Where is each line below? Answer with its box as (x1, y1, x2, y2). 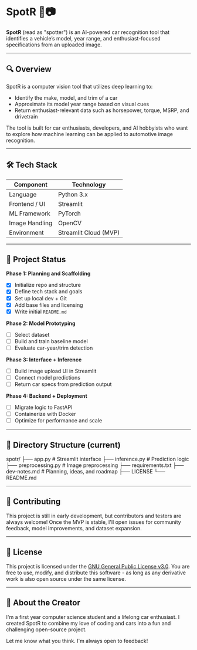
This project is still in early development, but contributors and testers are (6, 512, 182, 519)
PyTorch (57, 209, 81, 218)
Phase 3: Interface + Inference (6, 356, 82, 363)
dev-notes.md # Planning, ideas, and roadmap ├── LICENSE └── (6, 468, 165, 475)
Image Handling (9, 219, 53, 227)
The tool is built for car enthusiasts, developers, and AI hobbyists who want (6, 124, 188, 131)
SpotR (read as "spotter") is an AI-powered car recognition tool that (6, 28, 170, 36)
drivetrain (14, 113, 38, 120)
